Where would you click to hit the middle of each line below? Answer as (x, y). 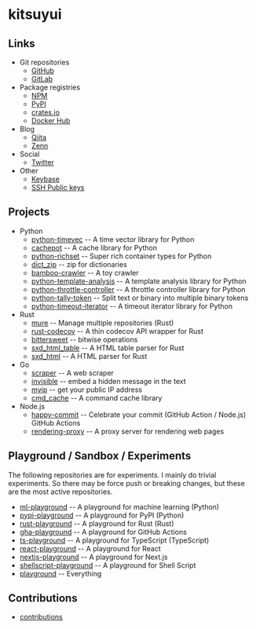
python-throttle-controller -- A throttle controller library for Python (138, 289)
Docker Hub (51, 121)
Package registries (50, 87)
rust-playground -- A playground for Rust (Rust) (97, 523)
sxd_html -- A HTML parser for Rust (89, 356)
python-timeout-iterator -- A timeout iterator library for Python (132, 306)
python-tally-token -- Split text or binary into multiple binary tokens (140, 298)
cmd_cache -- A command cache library (97, 397)
